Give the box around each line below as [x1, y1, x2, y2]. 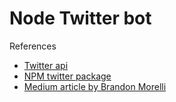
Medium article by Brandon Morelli [23, 80, 167, 92]
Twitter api [23, 59, 69, 71]
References [9, 40, 57, 52]
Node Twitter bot [9, 7, 152, 30]
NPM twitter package [23, 70, 112, 82]
